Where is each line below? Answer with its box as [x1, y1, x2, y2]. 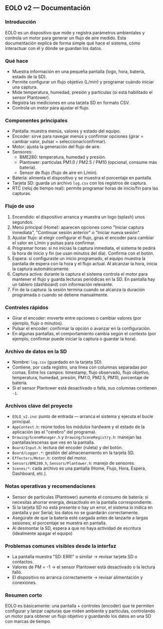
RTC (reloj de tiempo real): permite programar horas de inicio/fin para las [12, 185, 158, 191]
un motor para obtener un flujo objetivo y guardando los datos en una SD [5, 613, 152, 619]
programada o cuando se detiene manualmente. [12, 292, 109, 298]
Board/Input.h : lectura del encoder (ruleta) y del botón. [12, 445, 123, 451]
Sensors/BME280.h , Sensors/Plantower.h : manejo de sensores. [12, 460, 135, 466]
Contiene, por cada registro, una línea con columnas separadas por [12, 364, 147, 370]
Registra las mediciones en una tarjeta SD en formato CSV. [12, 100, 130, 106]
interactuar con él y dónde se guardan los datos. [5, 45, 102, 51]
